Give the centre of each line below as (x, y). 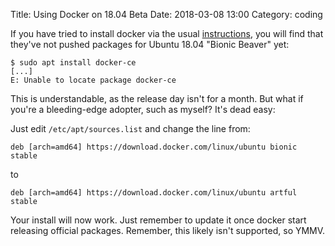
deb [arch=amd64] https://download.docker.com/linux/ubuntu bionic (154, 147)
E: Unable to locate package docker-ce (93, 80)
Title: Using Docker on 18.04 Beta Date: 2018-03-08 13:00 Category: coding (166, 14)
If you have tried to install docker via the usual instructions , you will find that (167, 33)
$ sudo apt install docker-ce (73, 63)
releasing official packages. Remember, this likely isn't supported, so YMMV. (168, 230)
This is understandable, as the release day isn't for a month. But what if (157, 98)
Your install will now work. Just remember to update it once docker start (158, 220)
